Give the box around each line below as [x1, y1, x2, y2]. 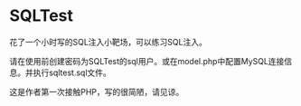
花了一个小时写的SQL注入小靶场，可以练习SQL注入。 [9, 36, 208, 47]
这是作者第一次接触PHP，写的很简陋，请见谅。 [9, 86, 184, 97]
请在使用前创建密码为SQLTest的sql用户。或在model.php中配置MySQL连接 [9, 55, 285, 66]
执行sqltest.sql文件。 [33, 67, 111, 78]
